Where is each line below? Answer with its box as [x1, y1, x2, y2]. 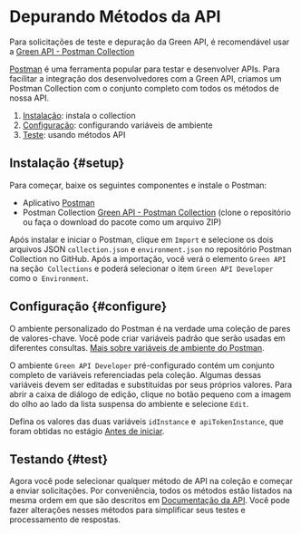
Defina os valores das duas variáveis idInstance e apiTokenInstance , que [9, 415, 284, 427]
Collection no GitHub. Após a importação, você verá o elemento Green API [9, 253, 286, 264]
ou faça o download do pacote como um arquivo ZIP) [22, 216, 222, 228]
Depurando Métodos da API [9, 6, 221, 27]
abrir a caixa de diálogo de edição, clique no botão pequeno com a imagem [9, 388, 292, 400]
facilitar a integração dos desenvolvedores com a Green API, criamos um [9, 73, 283, 83]
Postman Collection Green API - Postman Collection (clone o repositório [22, 207, 292, 218]
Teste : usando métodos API [22, 129, 126, 140]
